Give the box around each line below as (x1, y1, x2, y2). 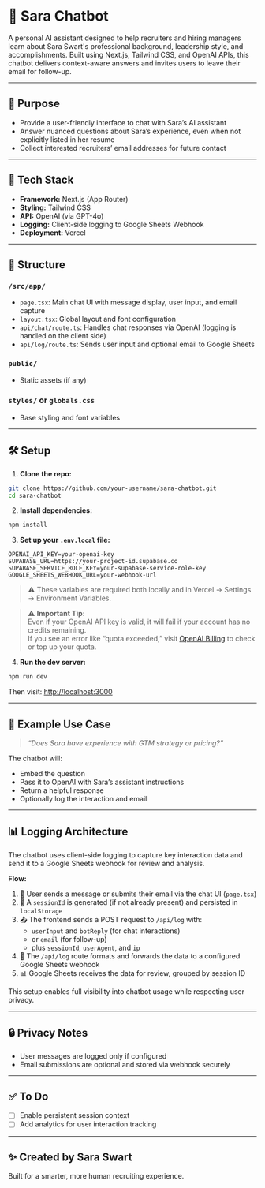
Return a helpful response (19, 785, 104, 795)
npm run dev (8, 673, 47, 681)
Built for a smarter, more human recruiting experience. (8, 1171, 185, 1181)
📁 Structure (8, 258, 65, 271)
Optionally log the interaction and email (19, 794, 147, 803)
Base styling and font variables (19, 413, 121, 422)
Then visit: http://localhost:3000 (8, 687, 113, 697)
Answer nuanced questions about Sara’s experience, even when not (19, 126, 241, 136)
